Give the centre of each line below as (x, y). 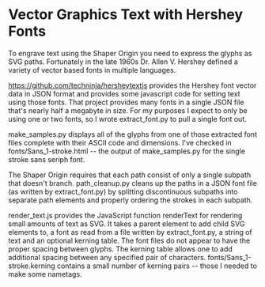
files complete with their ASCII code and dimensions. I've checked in (120, 142)
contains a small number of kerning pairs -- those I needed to (157, 266)
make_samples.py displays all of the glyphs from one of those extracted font (132, 134)
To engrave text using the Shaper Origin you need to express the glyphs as (130, 53)
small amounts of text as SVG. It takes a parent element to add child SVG (127, 224)
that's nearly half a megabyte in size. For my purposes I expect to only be (128, 110)
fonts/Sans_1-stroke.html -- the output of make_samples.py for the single (127, 151)
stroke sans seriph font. (47, 159)
